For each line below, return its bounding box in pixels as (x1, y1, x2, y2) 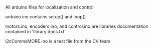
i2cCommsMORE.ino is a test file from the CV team (5, 38, 110, 44)
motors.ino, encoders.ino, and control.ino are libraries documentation (5, 23, 149, 29)
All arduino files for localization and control (5, 4, 94, 10)
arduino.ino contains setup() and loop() (5, 14, 86, 19)
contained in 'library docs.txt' (5, 29, 66, 34)
